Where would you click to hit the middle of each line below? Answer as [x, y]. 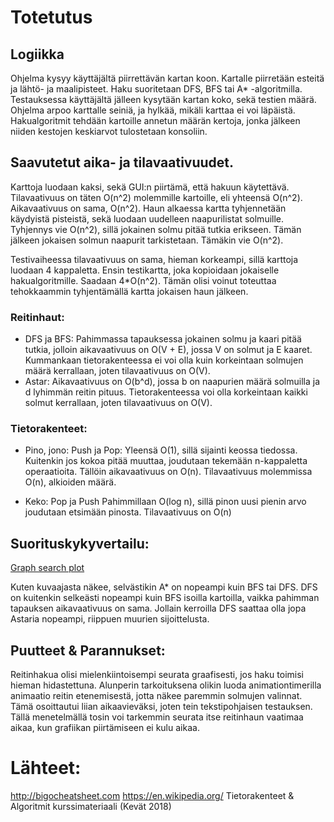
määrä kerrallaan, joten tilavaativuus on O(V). [117, 371]
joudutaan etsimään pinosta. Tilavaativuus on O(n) [128, 512]
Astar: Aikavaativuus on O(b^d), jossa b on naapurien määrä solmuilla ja [172, 382]
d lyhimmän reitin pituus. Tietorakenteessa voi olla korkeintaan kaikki [166, 392]
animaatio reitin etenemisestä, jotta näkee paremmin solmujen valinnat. [156, 696]
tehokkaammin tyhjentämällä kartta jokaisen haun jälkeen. [129, 291]
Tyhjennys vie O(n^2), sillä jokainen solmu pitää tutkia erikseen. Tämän [156, 229]
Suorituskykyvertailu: [80, 543]
